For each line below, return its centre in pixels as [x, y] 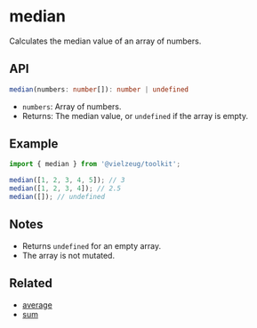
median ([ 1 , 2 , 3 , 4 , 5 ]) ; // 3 [67, 180]
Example [34, 144]
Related [31, 283]
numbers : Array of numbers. [72, 106]
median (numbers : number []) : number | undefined [99, 89]
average [37, 305]
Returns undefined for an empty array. [92, 245]
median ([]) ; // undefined [57, 197]
